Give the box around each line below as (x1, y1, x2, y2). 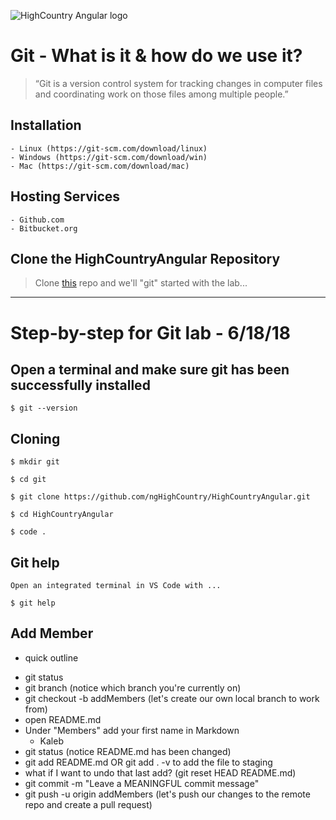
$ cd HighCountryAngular (10, 510, 114, 520)
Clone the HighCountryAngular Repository (10, 250, 281, 267)
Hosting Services (10, 188, 121, 205)
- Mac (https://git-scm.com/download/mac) (10, 161, 190, 171)
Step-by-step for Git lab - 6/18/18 (10, 321, 291, 344)
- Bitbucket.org (10, 223, 78, 234)
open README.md (24, 713, 102, 725)
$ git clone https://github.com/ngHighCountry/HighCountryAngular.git (10, 492, 311, 502)
